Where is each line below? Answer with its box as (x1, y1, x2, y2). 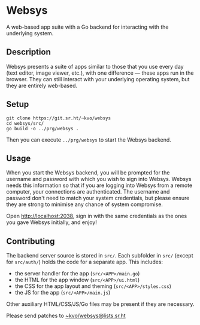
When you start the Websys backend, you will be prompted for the (6, 169, 170, 176)
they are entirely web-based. (6, 82, 78, 89)
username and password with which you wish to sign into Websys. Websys (6, 176, 192, 183)
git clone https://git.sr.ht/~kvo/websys (6, 115, 111, 121)
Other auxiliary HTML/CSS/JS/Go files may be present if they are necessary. (6, 301, 195, 308)
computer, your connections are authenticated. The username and (6, 188, 170, 195)
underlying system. (6, 29, 54, 36)
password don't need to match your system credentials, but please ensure (6, 195, 190, 202)
